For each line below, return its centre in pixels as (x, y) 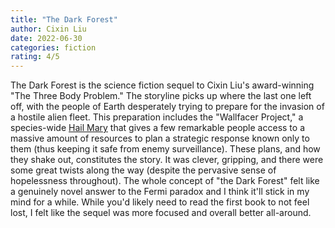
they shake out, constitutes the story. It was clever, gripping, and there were (167, 160)
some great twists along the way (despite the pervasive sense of (143, 170)
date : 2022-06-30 (46, 38)
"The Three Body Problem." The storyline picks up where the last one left (161, 96)
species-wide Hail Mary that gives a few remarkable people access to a (157, 128)
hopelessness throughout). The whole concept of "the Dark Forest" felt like (165, 181)
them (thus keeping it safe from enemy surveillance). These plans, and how (165, 149)
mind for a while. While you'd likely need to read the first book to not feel (160, 202)
